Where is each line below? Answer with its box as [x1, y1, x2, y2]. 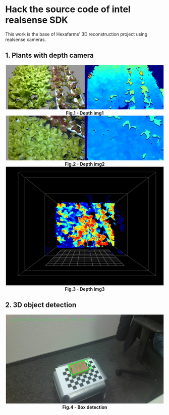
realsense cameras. [5, 36, 46, 43]
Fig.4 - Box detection [62, 404, 107, 410]
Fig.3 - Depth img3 [65, 286, 105, 292]
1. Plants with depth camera [5, 51, 94, 60]
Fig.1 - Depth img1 [66, 110, 104, 116]
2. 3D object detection [5, 300, 77, 310]
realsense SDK [5, 14, 68, 26]
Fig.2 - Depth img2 [65, 161, 105, 167]
